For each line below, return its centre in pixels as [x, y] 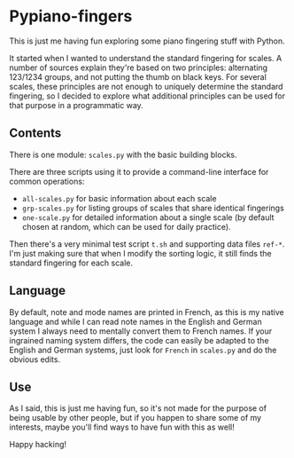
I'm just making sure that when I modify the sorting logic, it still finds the [140, 253]
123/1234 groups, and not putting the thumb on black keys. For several [138, 76]
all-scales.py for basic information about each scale [119, 198]
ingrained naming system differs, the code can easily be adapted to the [139, 340]
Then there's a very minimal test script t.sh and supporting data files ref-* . [147, 244]
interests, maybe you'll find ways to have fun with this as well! [122, 427]
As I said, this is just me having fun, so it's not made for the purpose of [138, 408]
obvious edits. [35, 359]
